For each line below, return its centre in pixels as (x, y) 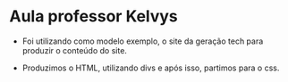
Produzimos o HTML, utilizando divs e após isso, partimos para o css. (151, 68)
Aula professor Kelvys (94, 16)
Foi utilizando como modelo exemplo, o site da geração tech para (143, 41)
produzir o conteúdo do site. (75, 50)
